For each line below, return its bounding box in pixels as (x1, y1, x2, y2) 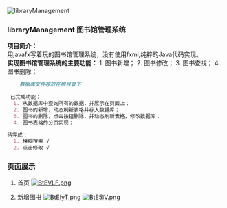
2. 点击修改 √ (13, 144, 50, 151)
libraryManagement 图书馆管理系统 (7, 25, 126, 34)
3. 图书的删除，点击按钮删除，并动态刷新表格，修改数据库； (13, 113, 161, 119)
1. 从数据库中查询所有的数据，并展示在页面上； (13, 100, 131, 107)
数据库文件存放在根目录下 (19, 81, 81, 89)
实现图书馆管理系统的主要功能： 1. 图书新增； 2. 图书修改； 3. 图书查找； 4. (7, 59, 220, 67)
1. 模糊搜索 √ (13, 138, 50, 145)
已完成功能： (10, 93, 41, 101)
